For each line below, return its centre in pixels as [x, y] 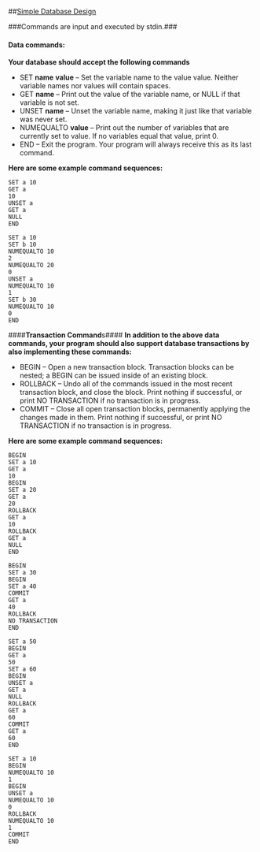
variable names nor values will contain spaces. [95, 86]
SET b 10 [22, 245]
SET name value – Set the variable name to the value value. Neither [129, 77]
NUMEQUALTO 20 [31, 266]
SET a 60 [22, 669]
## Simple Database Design [52, 11]
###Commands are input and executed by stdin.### [93, 26]
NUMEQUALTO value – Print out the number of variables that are [124, 128]
